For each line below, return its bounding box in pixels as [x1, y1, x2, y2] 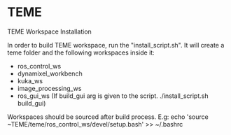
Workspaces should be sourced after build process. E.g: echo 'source [7, 113, 209, 121]
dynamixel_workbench [17, 69, 83, 78]
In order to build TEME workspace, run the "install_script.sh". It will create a [7, 41, 225, 49]
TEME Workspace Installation [7, 27, 92, 36]
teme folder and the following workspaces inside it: [7, 48, 155, 57]
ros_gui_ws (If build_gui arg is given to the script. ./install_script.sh [17, 92, 209, 100]
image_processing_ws [17, 84, 82, 92]
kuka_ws [17, 76, 43, 85]
